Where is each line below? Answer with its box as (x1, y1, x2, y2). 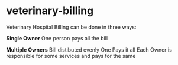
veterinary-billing (6, 4, 94, 18)
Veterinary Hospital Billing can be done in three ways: (6, 23, 137, 30)
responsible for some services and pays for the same (6, 52, 136, 59)
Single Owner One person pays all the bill (6, 35, 108, 42)
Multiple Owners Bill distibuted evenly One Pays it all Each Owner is (6, 46, 173, 53)
